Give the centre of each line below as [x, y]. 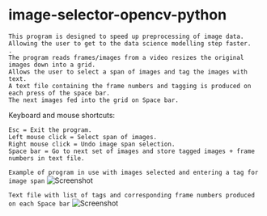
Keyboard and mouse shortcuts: [62, 115]
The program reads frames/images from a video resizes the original [126, 57]
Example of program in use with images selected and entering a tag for [133, 172]
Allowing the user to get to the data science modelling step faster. [130, 43]
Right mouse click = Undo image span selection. [92, 144]
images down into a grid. [52, 65]
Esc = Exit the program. [50, 130]
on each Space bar [39, 204]
